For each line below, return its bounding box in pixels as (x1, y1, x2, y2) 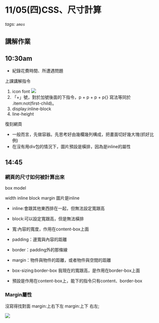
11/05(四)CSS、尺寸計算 (5, 4, 102, 16)
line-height (12, 111, 34, 117)
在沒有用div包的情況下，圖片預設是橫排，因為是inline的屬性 (12, 144, 131, 150)
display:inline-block (12, 106, 52, 112)
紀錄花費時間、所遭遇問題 (12, 68, 64, 74)
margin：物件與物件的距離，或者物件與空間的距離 (12, 257, 111, 263)
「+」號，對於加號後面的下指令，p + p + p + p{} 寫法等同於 (12, 95, 131, 100)
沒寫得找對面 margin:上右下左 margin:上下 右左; (5, 303, 99, 309)
